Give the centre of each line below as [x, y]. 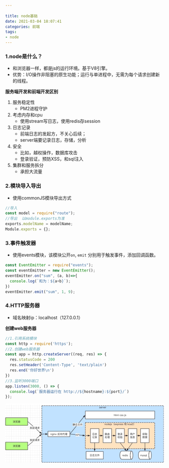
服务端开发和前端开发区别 [32, 92]
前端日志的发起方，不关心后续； [53, 134]
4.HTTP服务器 [23, 306]
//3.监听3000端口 [22, 381]
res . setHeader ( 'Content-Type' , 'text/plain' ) [58, 365]
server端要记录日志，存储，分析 [53, 140]
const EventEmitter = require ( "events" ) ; [49, 265]
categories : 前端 [23, 27]
